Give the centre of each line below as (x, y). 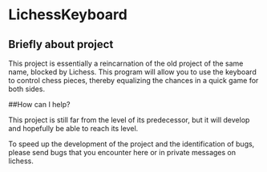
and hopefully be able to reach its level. (73, 128)
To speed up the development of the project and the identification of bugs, (131, 144)
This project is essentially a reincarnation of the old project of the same (126, 63)
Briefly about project (61, 44)
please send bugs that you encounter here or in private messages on (122, 152)
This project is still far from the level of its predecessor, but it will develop (129, 120)
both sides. (27, 89)
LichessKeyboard (68, 15)
